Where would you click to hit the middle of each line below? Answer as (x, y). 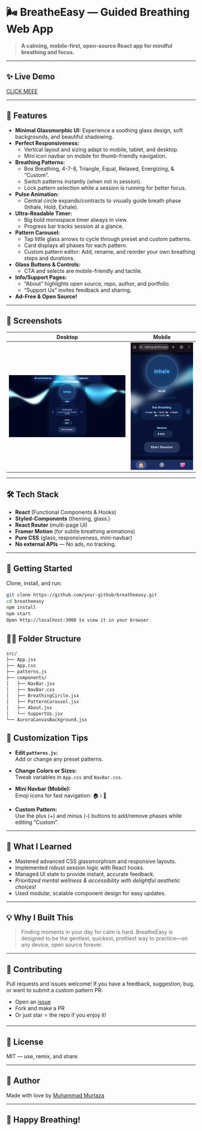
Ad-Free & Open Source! (46, 296)
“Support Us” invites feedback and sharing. (78, 290)
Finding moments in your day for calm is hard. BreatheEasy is (97, 932)
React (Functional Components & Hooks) (66, 512)
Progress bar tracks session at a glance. (74, 226)
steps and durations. (49, 258)
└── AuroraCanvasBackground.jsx (47, 720)
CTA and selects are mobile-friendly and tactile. (83, 271)
